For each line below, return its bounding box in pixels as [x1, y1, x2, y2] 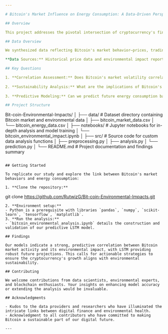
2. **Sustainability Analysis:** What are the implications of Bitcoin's [5, 84, 162, 89]
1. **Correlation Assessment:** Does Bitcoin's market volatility [5, 75, 146, 80]
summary [5, 149, 25, 155]
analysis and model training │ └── [18, 128, 89, 134]
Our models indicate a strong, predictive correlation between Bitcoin [5, 243, 157, 248]
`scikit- [141, 208, 160, 213]
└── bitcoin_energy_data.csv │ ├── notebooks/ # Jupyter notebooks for [5, 122, 156, 128]
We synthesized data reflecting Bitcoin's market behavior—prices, [5, 48, 149, 53]
